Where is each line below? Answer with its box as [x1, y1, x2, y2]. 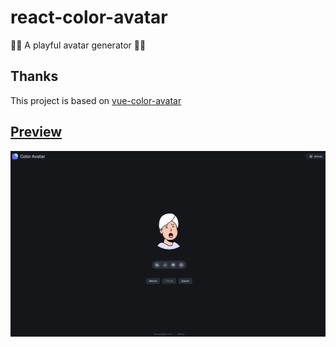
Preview [10, 124, 63, 141]
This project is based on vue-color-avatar [10, 94, 182, 106]
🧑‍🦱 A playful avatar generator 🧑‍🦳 [10, 39, 147, 51]
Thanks [10, 68, 59, 85]
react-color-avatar [10, 6, 168, 29]
